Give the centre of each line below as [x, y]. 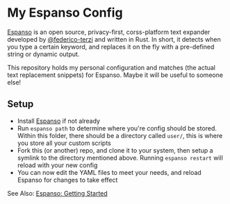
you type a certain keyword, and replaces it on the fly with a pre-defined [111, 46]
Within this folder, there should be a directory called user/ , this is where [120, 135]
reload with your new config [57, 165]
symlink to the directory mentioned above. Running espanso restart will [120, 158]
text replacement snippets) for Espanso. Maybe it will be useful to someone [115, 75]
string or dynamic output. [43, 54]
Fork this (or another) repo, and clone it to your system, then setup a [115, 150]
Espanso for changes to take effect [67, 180]
